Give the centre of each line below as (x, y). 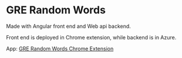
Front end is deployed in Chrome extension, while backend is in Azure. (91, 37)
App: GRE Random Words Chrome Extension (60, 48)
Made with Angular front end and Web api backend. (68, 26)
